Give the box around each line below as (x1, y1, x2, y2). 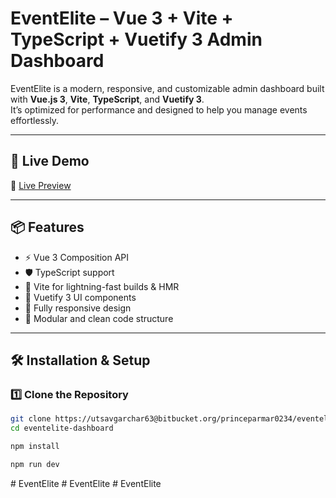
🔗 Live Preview (10, 179, 72, 191)
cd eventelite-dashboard (10, 423, 114, 434)
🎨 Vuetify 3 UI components (24, 291, 137, 303)
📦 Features (10, 219, 85, 236)
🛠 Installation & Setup (10, 352, 151, 369)
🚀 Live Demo (10, 153, 90, 170)
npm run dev (10, 459, 60, 469)
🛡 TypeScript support (24, 266, 115, 278)
